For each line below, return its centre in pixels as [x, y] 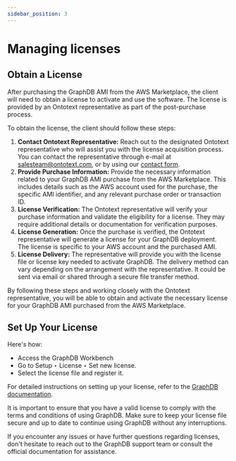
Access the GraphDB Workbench [66, 358]
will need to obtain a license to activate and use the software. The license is [117, 99]
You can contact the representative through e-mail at [94, 157]
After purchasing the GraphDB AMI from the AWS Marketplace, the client [113, 92]
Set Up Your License [52, 328]
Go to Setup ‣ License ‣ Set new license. [77, 366]
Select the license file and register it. [70, 373]
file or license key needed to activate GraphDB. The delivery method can [123, 261]
